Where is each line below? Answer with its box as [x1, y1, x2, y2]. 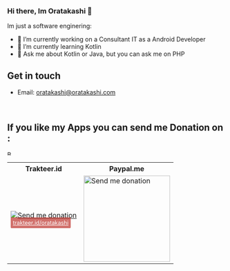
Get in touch [7, 70, 61, 81]
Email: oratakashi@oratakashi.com [17, 88, 116, 97]
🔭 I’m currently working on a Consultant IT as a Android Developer [17, 35, 206, 43]
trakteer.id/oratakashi [12, 219, 69, 226]
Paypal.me [109, 163, 145, 173]
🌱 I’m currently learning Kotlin [17, 43, 102, 51]
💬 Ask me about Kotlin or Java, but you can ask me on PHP [17, 50, 185, 58]
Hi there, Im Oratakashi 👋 [7, 6, 93, 16]
